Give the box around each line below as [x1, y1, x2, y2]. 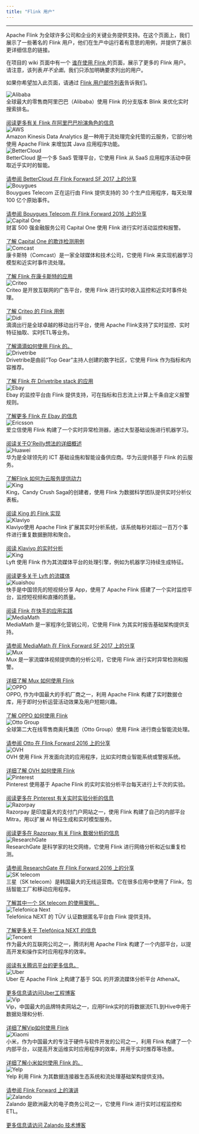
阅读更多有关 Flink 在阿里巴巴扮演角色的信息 [6, 119, 114, 126]
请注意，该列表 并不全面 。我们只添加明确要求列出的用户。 [6, 66, 146, 73]
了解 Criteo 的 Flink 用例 [6, 307, 65, 315]
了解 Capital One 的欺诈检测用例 [6, 237, 85, 244]
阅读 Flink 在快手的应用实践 [6, 607, 73, 614]
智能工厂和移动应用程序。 [11, 885, 74, 893]
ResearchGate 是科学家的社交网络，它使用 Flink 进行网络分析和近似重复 [6, 843, 181, 850]
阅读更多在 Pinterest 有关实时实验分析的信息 [6, 794, 114, 802]
